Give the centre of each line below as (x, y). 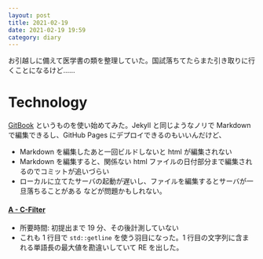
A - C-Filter (27, 210)
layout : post (29, 15)
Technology (48, 102)
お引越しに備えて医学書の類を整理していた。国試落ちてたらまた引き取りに (128, 60)
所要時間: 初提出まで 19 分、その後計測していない (99, 228)
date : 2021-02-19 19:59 (47, 30)
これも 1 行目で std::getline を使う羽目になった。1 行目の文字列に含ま (134, 238)
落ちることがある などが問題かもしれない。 (96, 191)
